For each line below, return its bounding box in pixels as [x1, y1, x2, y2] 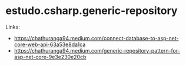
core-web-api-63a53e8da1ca [14, 41, 86, 48]
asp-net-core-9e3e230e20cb [14, 53, 87, 60]
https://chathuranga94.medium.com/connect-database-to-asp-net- [14, 34, 179, 41]
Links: [5, 23, 20, 30]
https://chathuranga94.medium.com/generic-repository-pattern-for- [14, 47, 181, 54]
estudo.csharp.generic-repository [5, 4, 178, 18]
